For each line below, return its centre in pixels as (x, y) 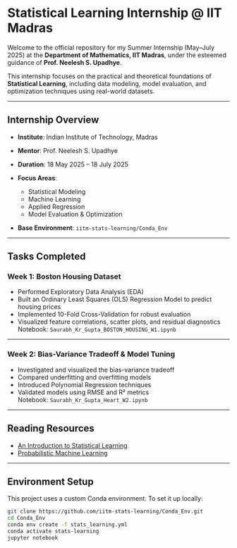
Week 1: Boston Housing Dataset (64, 276)
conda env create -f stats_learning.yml (68, 525)
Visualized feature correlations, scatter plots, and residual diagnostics (119, 322)
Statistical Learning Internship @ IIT (115, 13)
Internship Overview (53, 120)
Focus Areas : (37, 178)
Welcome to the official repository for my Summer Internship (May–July (111, 47)
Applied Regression (56, 207)
